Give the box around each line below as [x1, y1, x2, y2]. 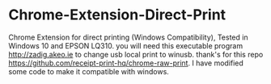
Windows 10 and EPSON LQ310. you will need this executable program [8, 40, 243, 50]
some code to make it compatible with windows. [8, 66, 170, 76]
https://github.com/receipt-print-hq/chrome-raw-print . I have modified [8, 58, 244, 68]
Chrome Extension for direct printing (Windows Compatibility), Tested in [8, 32, 248, 42]
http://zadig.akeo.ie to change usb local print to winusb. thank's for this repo [8, 49, 264, 59]
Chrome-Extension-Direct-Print [8, 6, 227, 24]
